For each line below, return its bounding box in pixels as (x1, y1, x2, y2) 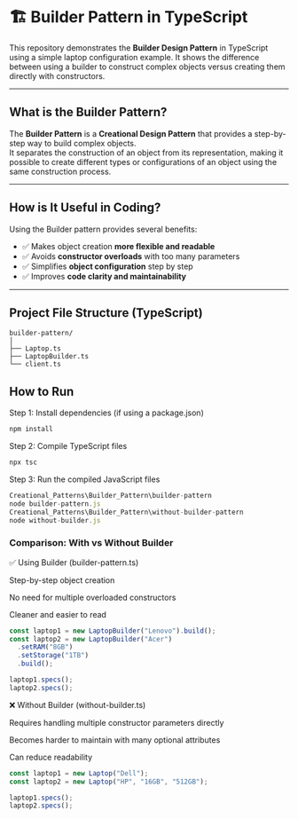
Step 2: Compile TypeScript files (9, 441, 128, 452)
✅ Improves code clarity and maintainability (21, 271, 187, 281)
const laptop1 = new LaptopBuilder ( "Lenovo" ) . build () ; (9, 626, 216, 635)
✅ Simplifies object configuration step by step (21, 261, 193, 272)
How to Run (9, 383, 74, 399)
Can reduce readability (9, 752, 93, 762)
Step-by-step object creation (9, 574, 115, 586)
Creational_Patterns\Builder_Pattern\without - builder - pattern (9, 508, 244, 516)
